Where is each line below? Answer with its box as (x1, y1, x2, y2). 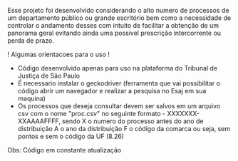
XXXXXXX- (167, 110, 200, 118)
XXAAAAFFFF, (17, 117, 61, 125)
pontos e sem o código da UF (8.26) (17, 132, 125, 140)
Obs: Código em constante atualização (7, 146, 122, 154)
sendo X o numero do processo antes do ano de (61, 117, 204, 125)
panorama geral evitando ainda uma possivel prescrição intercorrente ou (7, 28, 222, 37)
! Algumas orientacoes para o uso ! (7, 50, 110, 58)
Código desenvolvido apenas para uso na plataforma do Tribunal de (17, 64, 218, 72)
